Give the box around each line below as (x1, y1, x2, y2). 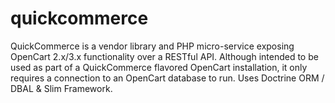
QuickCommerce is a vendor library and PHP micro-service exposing (10, 40, 295, 52)
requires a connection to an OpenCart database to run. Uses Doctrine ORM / (10, 72, 325, 84)
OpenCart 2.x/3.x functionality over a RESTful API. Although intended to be (10, 50, 319, 62)
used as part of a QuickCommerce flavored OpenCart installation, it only (10, 61, 308, 73)
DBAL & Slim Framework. (10, 82, 113, 94)
